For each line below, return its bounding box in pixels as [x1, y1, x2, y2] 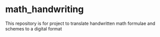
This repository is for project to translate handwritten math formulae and [5, 20, 155, 26]
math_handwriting [5, 4, 84, 15]
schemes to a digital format [5, 25, 62, 31]
